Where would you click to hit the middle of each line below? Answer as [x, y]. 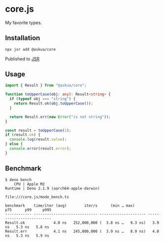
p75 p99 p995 [28, 210]
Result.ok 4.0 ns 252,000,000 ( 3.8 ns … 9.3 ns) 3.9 [82, 223]
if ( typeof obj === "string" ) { [43, 99]
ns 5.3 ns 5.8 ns [27, 227]
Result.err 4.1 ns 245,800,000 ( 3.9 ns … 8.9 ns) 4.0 [82, 231]
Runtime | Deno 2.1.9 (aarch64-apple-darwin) [52, 188]
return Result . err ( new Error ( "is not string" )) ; [60, 117]
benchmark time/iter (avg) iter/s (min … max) [70, 205]
